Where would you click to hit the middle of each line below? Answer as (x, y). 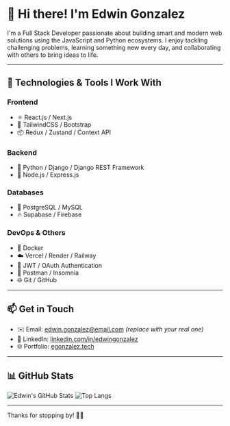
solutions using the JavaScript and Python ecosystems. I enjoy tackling (107, 40)
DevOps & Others (37, 233)
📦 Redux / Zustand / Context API (64, 132)
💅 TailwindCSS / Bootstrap (54, 124)
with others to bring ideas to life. (53, 55)
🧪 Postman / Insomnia (48, 273)
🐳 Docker (30, 248)
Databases (25, 192)
